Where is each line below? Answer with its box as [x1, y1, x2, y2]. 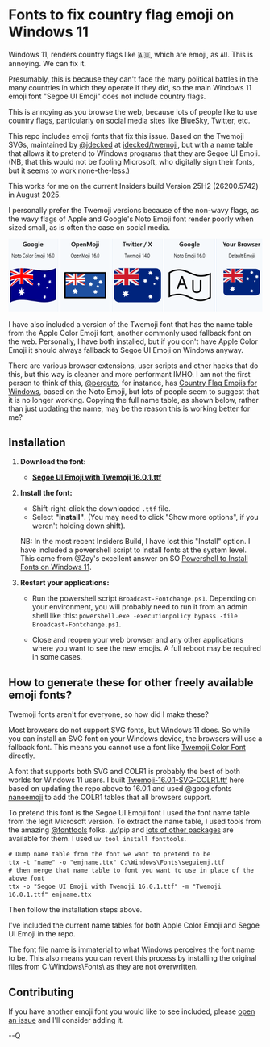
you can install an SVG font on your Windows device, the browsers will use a [8, 734, 263, 743]
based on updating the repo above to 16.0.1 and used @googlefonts [8, 784, 232, 794]
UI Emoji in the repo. [8, 929, 76, 939]
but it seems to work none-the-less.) [8, 165, 131, 175]
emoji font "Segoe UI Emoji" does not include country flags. [8, 91, 206, 101]
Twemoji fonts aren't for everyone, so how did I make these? [8, 710, 210, 719]
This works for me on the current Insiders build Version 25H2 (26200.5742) [8, 181, 260, 191]
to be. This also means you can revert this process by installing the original [8, 953, 257, 963]
